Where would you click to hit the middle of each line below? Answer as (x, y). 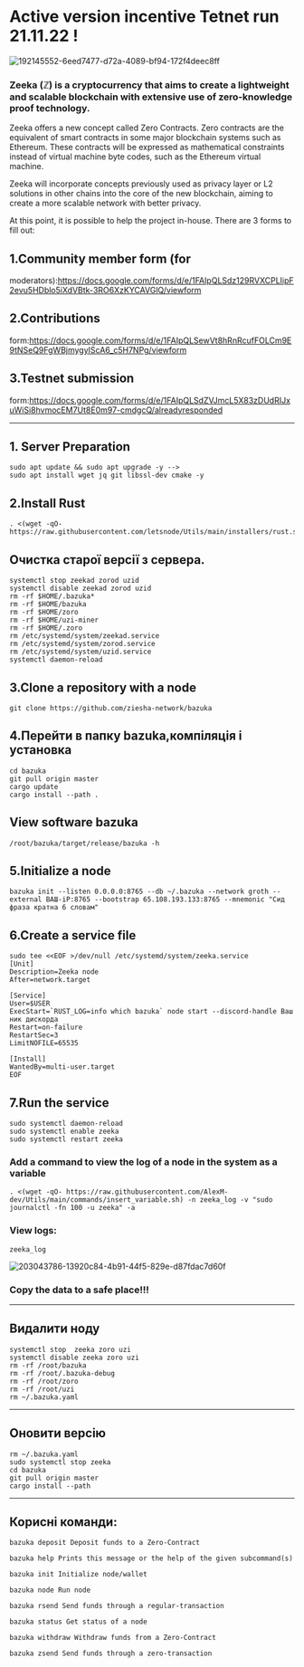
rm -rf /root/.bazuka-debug (62, 1373)
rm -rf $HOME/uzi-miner (54, 620)
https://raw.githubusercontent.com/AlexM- (147, 1192)
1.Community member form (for (100, 258)
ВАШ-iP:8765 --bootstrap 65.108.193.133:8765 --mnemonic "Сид (165, 900)
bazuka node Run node (50, 1590)
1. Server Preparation (70, 447)
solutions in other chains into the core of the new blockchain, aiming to (141, 194)
